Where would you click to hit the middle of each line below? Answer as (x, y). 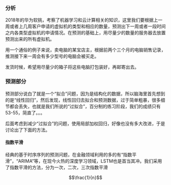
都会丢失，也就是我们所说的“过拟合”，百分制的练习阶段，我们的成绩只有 (85, 106)
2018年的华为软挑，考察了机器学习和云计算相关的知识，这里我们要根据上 (82, 20)
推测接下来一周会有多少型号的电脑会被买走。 (52, 56)
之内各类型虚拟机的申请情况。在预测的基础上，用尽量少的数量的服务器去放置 (85, 33)
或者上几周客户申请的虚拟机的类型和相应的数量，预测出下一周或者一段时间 (88, 26)
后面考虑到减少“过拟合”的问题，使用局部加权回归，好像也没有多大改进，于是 (85, 124)
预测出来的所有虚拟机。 (30, 39)
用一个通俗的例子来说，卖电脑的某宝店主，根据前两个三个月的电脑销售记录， (85, 50)
